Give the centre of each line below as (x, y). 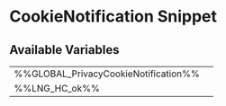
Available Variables (64, 50)
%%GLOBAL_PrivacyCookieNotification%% (107, 74)
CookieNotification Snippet (113, 17)
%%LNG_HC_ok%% (57, 88)
